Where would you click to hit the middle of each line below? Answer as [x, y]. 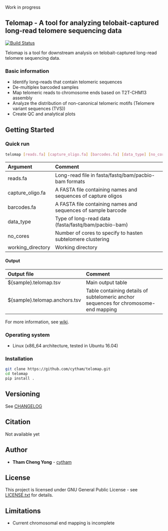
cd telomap [16, 374]
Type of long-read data [82, 218]
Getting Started [30, 130]
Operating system [27, 335]
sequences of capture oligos [88, 196]
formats [76, 181]
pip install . [20, 378]
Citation [18, 422]
